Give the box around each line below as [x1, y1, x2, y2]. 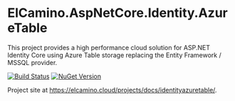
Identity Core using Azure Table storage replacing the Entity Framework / [7, 51, 222, 59]
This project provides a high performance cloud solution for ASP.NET [7, 43, 210, 52]
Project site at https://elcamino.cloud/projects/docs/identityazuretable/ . [7, 85, 217, 94]
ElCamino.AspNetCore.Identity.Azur [7, 5, 228, 21]
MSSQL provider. [7, 58, 58, 66]
